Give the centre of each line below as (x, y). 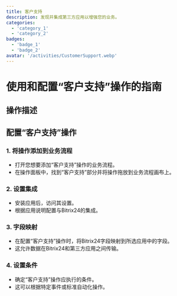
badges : (16, 39)
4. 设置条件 (22, 265)
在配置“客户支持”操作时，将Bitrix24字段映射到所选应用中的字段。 (94, 241)
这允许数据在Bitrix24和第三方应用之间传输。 (68, 249)
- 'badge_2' (26, 50)
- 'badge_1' (26, 45)
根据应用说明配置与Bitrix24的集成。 (58, 210)
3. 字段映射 (22, 227)
